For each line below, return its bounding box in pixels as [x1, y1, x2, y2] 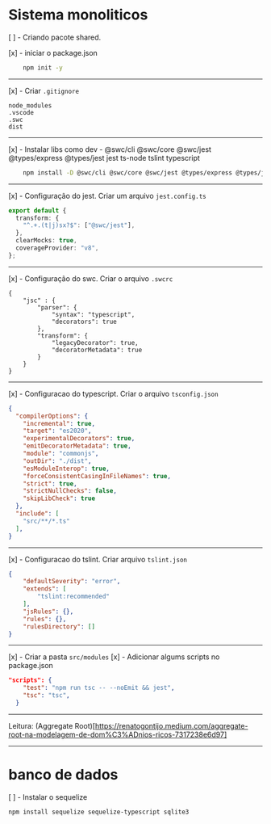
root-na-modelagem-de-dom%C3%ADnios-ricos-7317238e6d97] [8, 729, 227, 739]
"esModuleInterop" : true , [23, 465, 110, 473]
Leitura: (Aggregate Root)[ [8, 721, 95, 730]
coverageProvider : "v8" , [15, 244, 99, 252]
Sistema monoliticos [8, 6, 148, 24]
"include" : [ [15, 510, 60, 518]
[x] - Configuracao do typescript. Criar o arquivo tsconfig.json [8, 389, 219, 398]
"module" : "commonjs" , [23, 450, 99, 458]
